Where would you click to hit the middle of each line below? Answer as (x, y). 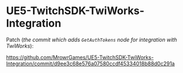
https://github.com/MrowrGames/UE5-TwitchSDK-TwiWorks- (80, 57)
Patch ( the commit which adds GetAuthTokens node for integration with (92, 39)
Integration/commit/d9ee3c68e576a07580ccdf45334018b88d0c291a (91, 64)
